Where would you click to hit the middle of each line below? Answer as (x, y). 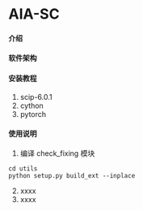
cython (32, 105)
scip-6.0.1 (36, 97)
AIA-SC (34, 14)
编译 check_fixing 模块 (57, 153)
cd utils (23, 168)
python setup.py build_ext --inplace (72, 175)
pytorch (33, 114)
